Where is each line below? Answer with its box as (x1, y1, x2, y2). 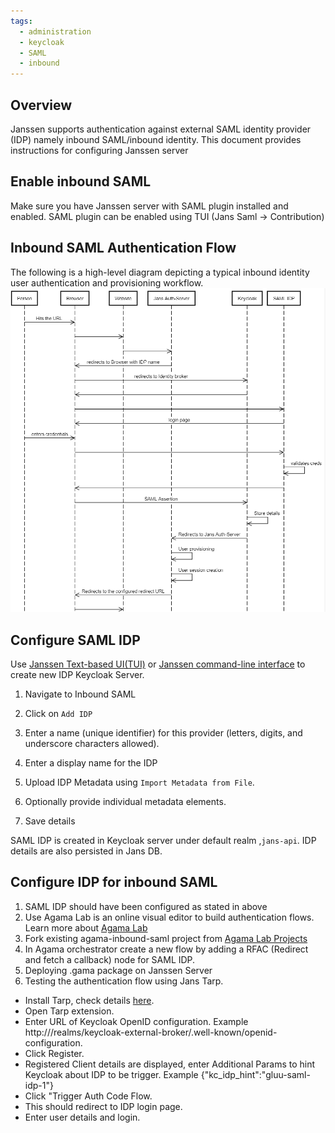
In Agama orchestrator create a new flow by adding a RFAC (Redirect (24, 943, 309, 955)
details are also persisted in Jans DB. (10, 845, 163, 857)
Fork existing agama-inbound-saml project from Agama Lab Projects (24, 932, 308, 944)
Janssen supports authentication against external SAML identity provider (10, 123, 312, 135)
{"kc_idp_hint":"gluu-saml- (200, 1068, 311, 1080)
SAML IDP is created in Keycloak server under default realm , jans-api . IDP (10, 835, 317, 847)
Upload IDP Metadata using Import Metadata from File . (24, 776, 255, 789)
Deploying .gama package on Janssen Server (24, 964, 213, 976)
